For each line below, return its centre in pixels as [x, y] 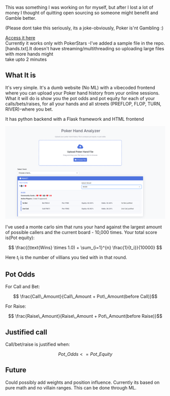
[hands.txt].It [19, 48]
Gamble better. [21, 18]
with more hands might [29, 54]
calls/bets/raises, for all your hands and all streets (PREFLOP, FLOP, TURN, [83, 104]
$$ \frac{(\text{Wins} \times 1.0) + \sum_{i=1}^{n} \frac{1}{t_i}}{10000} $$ [85, 247]
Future [16, 370]
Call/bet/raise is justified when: [38, 344]
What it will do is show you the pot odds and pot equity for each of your [80, 98]
